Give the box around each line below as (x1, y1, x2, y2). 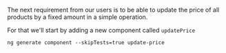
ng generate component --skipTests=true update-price (7, 39, 165, 46)
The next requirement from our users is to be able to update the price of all (7, 6, 220, 14)
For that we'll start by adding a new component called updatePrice (7, 26, 196, 34)
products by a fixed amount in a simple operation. (7, 13, 148, 21)
